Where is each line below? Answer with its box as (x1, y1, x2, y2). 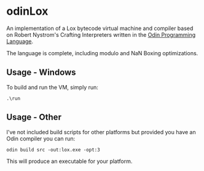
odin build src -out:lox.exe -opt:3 (6, 146, 100, 153)
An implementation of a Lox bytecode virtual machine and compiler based (6, 25, 194, 32)
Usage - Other (6, 112, 61, 123)
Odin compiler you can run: (6, 135, 76, 142)
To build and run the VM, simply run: (6, 83, 98, 91)
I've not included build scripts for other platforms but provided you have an (6, 128, 196, 135)
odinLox (6, 4, 49, 18)
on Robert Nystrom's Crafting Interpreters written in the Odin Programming (6, 31, 196, 38)
